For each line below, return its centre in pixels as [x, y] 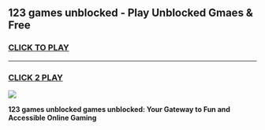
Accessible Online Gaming [52, 117]
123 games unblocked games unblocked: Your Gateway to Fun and [119, 109]
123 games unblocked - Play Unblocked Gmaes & [131, 13]
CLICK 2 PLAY [35, 77]
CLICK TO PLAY [39, 48]
